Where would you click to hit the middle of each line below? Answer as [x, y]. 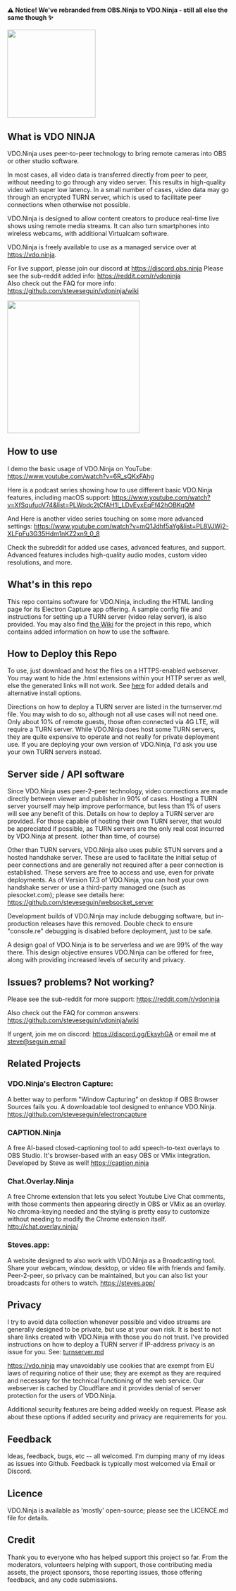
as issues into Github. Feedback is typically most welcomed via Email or [112, 1464]
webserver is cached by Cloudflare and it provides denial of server [104, 1388]
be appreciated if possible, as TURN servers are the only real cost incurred [116, 829]
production [23, 924]
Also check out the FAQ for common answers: [74, 1013]
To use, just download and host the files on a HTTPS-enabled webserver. [113, 670]
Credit [21, 1540]
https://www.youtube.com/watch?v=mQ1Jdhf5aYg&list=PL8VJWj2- [131, 526]
